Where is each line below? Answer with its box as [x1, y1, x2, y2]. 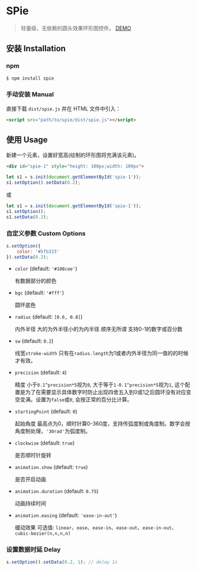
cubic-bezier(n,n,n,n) [14, 530, 71, 537]
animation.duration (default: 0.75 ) [14, 487, 99, 494]
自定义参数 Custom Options [6, 229, 86, 237]
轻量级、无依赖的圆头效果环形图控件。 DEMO [20, 24, 131, 31]
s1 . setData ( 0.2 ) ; [6, 214, 49, 220]
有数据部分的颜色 [14, 277, 57, 284]
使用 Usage [6, 135, 49, 145]
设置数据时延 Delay [6, 545, 61, 553]
